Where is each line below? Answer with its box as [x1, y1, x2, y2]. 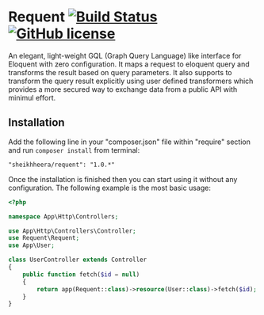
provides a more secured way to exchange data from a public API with [8, 84, 238, 94]
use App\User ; [8, 241, 55, 249]
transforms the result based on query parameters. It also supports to [8, 67, 232, 77]
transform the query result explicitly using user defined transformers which [8, 76, 254, 85]
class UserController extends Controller [8, 256, 147, 264]
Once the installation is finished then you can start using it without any [8, 174, 238, 184]
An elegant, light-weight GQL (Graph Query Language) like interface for [8, 51, 242, 60]
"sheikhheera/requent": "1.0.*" [8, 161, 115, 169]
